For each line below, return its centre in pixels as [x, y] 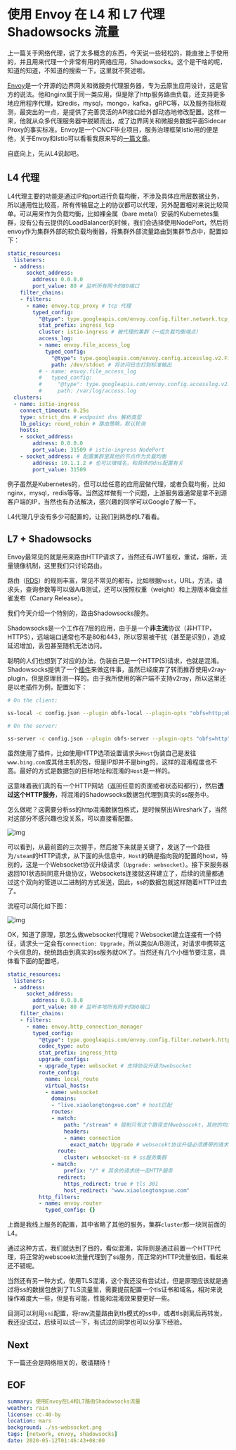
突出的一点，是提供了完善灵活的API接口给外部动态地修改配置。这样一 [126, 112]
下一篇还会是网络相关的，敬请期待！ [60, 1363]
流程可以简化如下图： [38, 905]
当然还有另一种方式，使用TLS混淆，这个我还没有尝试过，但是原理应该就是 [114, 1281]
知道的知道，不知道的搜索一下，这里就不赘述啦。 [78, 70]
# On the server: [33, 726]
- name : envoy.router [70, 1203]
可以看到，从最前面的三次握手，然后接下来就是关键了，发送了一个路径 [109, 847]
